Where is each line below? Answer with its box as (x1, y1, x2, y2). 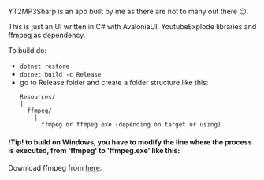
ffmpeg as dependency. (8, 31, 86, 39)
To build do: (8, 46, 47, 54)
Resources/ (19, 93, 56, 101)
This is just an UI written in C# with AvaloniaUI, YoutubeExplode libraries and (8, 22, 257, 31)
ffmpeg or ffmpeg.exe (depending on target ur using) (40, 121, 221, 129)
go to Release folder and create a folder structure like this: (19, 78, 209, 87)
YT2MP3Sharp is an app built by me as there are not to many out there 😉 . (8, 7, 249, 16)
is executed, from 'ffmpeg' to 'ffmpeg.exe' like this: (8, 145, 180, 155)
